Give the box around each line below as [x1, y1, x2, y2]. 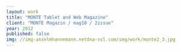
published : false [6, 31, 50, 37]
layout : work [6, 8, 39, 15]
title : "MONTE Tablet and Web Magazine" [6, 14, 109, 20]
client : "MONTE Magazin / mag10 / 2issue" [6, 20, 114, 26]
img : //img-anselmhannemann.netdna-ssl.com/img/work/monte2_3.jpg [6, 36, 176, 42]
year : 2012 [6, 25, 34, 32]
